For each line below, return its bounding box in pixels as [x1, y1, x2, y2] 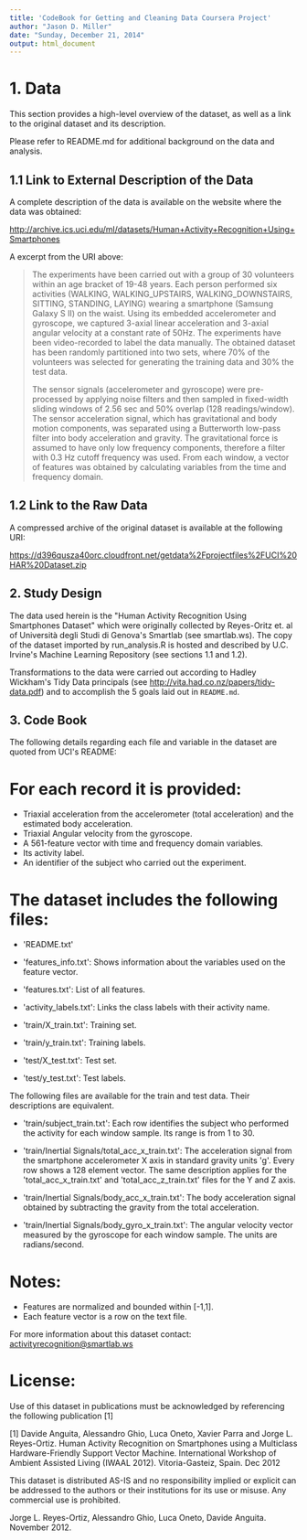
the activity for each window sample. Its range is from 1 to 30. [22, 1128, 256, 1139]
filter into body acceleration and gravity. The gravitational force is [31, 433, 279, 444]
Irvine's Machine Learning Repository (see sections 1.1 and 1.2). [9, 648, 249, 659]
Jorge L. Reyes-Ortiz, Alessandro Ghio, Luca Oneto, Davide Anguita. [9, 1513, 267, 1524]
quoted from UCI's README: [9, 746, 117, 757]
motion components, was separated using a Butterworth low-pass [31, 422, 281, 433]
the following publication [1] [9, 1410, 114, 1422]
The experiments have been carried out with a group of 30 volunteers [31, 269, 295, 280]
